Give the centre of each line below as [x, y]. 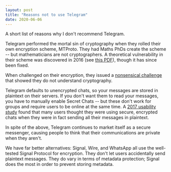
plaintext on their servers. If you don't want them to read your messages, [82, 96]
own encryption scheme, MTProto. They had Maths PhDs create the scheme [86, 49]
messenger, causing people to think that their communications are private [83, 133]
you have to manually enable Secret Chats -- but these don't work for [78, 101]
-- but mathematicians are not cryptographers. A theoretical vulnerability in [84, 54]
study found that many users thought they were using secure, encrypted [81, 112]
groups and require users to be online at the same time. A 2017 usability [81, 107]
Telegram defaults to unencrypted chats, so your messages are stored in [82, 91]
